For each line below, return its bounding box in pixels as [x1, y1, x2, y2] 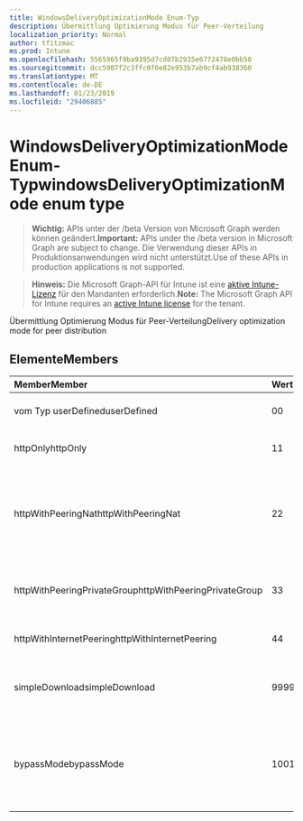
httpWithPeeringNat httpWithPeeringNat [14, 507, 181, 520]
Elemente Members [9, 351, 119, 366]
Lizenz [31, 289, 57, 300]
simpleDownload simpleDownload [14, 681, 156, 694]
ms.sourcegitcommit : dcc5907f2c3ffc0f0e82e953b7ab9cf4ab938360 [9, 64, 252, 73]
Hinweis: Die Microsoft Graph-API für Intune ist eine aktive [31, 279, 251, 290]
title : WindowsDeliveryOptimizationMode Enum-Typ [9, 13, 200, 23]
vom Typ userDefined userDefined [14, 405, 158, 418]
